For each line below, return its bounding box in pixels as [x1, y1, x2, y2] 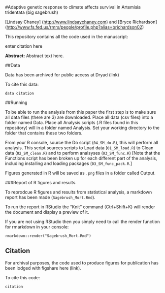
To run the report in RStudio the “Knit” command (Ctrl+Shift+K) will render [5, 204, 155, 210]
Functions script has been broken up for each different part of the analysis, [5, 155, 158, 161]
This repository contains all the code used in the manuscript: [5, 34, 128, 39]
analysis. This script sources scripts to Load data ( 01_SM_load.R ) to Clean [5, 145, 154, 151]
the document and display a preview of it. [5, 209, 90, 215]
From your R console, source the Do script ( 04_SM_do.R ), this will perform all [5, 140, 159, 145]
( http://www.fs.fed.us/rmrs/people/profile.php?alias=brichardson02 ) [5, 24, 144, 30]
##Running [5, 99, 28, 105]
